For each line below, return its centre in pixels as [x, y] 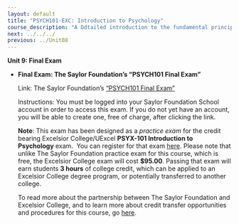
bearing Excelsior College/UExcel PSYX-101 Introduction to [105, 139]
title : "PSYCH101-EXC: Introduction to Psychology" [85, 21]
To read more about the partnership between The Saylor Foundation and [124, 198]
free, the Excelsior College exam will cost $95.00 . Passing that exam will [124, 161]
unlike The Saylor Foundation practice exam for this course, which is [118, 154]
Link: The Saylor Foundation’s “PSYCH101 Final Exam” [96, 88]
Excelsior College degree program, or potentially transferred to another [122, 176]
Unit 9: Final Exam [34, 60]
